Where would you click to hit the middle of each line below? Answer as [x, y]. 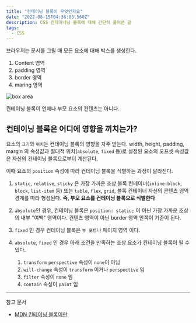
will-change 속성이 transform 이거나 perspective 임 [84, 269]
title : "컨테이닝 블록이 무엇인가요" [45, 11]
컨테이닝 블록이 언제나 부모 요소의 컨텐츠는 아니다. [63, 109]
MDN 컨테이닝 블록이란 [41, 314]
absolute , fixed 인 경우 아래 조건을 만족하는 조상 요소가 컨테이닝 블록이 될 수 [102, 242]
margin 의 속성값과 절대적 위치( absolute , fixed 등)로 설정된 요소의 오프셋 [90, 151]
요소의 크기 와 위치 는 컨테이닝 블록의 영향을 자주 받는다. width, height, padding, [95, 144]
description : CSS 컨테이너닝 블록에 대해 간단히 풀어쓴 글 [69, 22]
